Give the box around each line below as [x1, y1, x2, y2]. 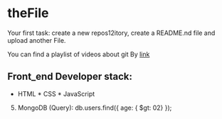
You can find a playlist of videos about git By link [7, 50, 150, 58]
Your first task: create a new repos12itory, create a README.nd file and [7, 29, 216, 37]
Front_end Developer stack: [7, 71, 133, 83]
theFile [7, 5, 49, 21]
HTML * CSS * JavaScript [17, 89, 95, 98]
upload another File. [7, 36, 66, 44]
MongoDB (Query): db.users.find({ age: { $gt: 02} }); [17, 103, 172, 112]
